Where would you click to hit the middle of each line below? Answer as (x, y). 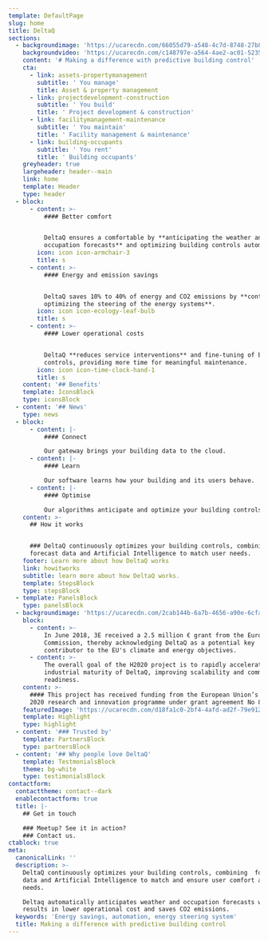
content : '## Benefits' (62, 385)
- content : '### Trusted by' (64, 732)
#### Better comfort (78, 217)
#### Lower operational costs (94, 333)
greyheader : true (51, 165)
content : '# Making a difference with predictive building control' (139, 61)
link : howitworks (51, 568)
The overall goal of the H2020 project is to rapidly (135, 665)
